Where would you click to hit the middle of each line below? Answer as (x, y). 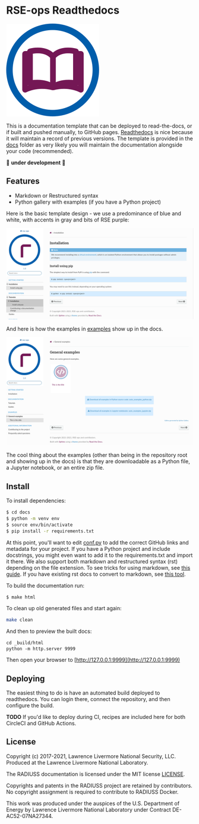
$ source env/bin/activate (40, 525)
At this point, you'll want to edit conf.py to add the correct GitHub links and (97, 542)
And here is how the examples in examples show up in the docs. (85, 329)
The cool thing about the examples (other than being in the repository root (97, 455)
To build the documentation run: (45, 585)
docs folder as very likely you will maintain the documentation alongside (94, 145)
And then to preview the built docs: (49, 631)
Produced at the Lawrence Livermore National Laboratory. (77, 762)
